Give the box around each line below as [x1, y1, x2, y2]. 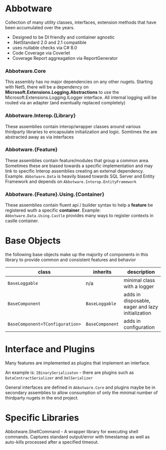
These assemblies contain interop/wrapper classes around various [5, 123, 141, 129]
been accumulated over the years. [5, 24, 75, 30]
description [127, 269, 155, 275]
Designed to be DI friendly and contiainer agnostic [12, 34, 115, 40]
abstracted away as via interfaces [5, 134, 74, 140]
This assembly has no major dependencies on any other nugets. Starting [5, 79, 153, 85]
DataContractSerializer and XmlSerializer [5, 375, 93, 381]
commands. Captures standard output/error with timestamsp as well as [5, 434, 150, 440]
